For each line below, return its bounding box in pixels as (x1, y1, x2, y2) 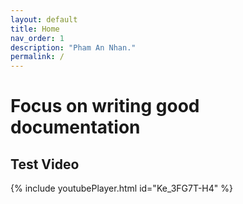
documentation (10, 116, 141, 139)
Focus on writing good (10, 95, 200, 118)
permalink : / (10, 52, 65, 62)
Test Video (10, 156, 80, 173)
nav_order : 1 (10, 33, 65, 43)
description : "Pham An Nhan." (10, 42, 137, 53)
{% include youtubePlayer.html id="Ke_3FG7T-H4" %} (10, 182, 233, 195)
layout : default (10, 14, 78, 25)
